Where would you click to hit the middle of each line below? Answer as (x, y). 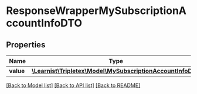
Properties (26, 45)
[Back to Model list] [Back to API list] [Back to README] (73, 85)
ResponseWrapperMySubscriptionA (96, 11)
